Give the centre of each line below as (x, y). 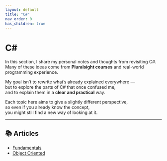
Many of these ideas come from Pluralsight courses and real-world (75, 67)
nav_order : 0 (19, 19)
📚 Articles (22, 134)
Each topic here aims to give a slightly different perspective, (67, 102)
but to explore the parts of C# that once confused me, (60, 87)
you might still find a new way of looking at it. (51, 112)
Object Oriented (29, 153)
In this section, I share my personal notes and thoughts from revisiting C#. (81, 62)
